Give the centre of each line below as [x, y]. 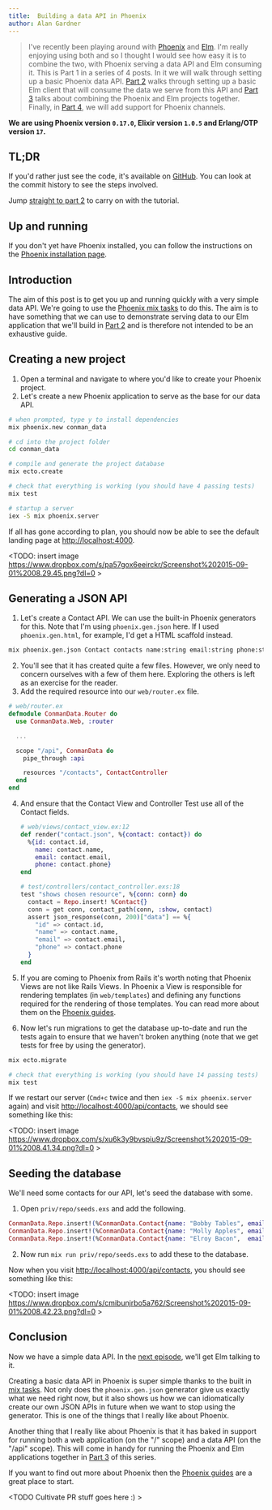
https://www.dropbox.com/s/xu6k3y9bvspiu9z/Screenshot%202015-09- [130, 1139]
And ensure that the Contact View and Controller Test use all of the [132, 803]
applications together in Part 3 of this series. [82, 1456]
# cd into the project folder [59, 442]
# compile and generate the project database [86, 464]
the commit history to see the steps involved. [83, 185]
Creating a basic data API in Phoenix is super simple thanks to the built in [130, 1381]
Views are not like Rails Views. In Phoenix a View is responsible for [131, 986]
